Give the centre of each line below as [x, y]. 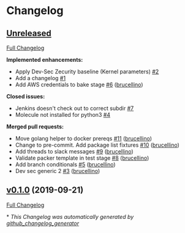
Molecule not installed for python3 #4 [63, 115]
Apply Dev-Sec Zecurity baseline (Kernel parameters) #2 [87, 72]
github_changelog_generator [43, 223]
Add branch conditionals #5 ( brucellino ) [65, 165]
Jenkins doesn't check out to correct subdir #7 [74, 108]
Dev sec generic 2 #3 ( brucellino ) [58, 171]
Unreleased [29, 33]
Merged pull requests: [35, 127]
